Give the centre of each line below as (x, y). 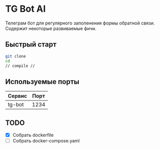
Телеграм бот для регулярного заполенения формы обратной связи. (80, 23)
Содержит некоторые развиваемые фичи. (51, 28)
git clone (16, 56)
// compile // (20, 66)
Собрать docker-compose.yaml (46, 141)
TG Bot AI (25, 9)
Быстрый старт (31, 45)
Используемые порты (42, 81)
